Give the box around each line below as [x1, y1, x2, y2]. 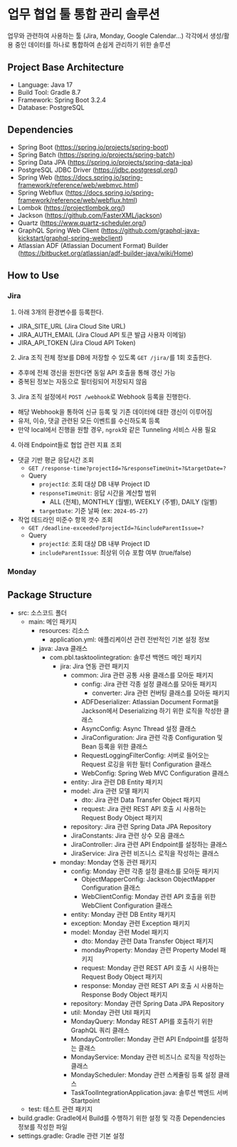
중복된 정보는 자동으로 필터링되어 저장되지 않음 [17, 377, 147, 386]
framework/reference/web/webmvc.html [17, 180, 137, 189]
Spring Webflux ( [17, 188, 68, 197]
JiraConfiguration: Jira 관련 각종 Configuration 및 [81, 733, 223, 741]
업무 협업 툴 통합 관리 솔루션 [7, 6, 160, 23]
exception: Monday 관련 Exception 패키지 [70, 919, 191, 927]
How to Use [7, 269, 60, 282]
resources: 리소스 [38, 626, 90, 634]
